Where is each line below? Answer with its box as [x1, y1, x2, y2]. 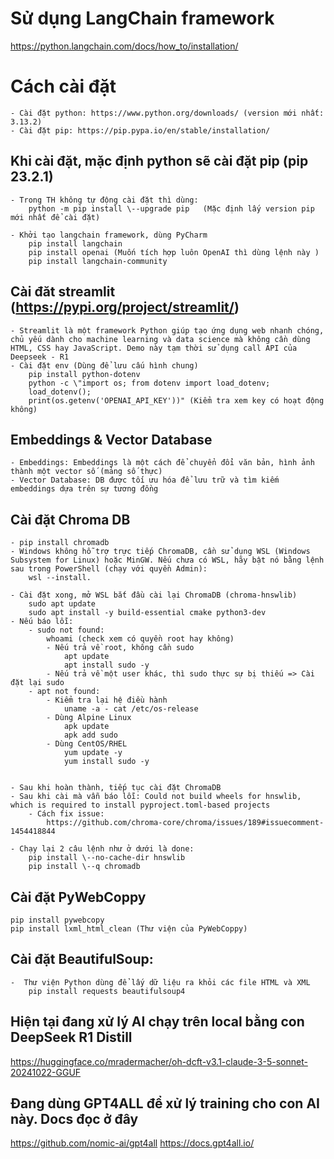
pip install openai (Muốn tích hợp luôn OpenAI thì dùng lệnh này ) [28, 247, 320, 257]
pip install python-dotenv [28, 369, 141, 379]
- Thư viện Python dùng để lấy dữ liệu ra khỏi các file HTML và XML [10, 977, 311, 987]
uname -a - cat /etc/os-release [63, 704, 199, 714]
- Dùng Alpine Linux [46, 713, 132, 723]
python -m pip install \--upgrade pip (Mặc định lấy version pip [28, 203, 315, 214]
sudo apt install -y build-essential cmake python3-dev [28, 608, 267, 618]
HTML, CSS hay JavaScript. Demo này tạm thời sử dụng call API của [10, 343, 298, 353]
